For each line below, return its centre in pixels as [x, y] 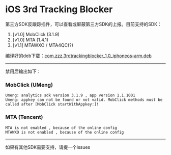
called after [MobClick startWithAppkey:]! [52, 105]
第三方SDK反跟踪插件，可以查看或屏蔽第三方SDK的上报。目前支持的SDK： [83, 24]
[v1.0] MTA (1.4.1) [31, 40]
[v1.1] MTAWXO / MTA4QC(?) [43, 45]
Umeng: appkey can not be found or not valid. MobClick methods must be [84, 100]
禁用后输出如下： [23, 71]
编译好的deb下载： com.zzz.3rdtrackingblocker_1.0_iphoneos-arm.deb [78, 56]
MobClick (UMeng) [29, 85]
